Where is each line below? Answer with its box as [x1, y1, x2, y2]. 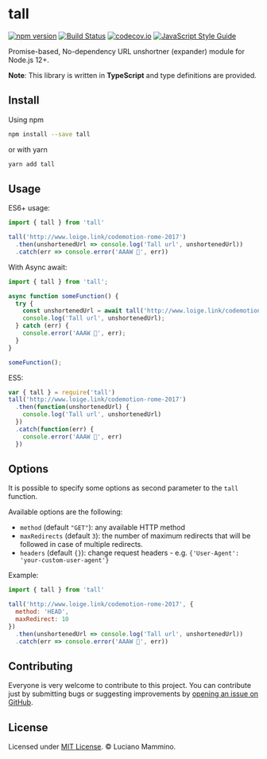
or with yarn [8, 144, 48, 154]
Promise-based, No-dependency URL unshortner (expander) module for [8, 46, 245, 56]
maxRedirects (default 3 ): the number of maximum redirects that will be [19, 531, 251, 541]
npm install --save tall [8, 130, 91, 138]
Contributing [8, 659, 73, 673]
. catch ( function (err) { [15, 425, 94, 433]
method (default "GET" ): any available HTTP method [19, 523, 185, 533]
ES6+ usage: [8, 203, 50, 213]
